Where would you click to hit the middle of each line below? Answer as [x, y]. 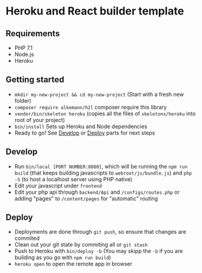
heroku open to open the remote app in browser [73, 264]
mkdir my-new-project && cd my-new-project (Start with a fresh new [99, 94]
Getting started [35, 80]
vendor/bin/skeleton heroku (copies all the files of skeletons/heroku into [105, 114]
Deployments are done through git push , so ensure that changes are [100, 232]
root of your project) [40, 120]
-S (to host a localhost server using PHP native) [73, 179]
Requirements [33, 34]
